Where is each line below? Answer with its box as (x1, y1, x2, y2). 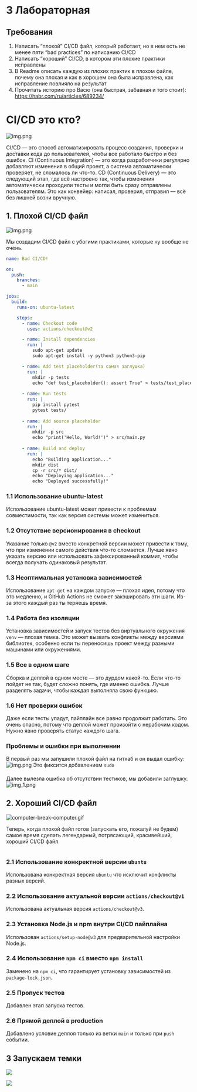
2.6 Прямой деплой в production (6, 1017, 104, 1025)
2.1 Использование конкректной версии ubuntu (6, 857, 147, 865)
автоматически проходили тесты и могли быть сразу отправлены (6, 181, 171, 188)
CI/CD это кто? (6, 113, 81, 126)
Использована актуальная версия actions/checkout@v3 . (6, 905, 145, 913)
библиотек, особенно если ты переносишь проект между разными (6, 640, 175, 647)
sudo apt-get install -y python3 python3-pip (32, 353, 145, 359)
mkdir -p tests (32, 374, 69, 380)
